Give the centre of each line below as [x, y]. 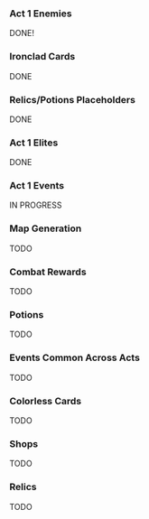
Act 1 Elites [34, 143]
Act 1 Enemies [41, 14]
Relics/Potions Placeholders [72, 99]
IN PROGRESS [36, 205]
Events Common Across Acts [74, 357]
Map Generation [46, 228]
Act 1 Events [37, 186]
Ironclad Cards [42, 57]
